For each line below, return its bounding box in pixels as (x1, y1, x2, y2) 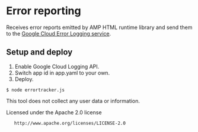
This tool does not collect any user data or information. (6, 97, 140, 104)
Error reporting (6, 4, 81, 18)
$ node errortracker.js (6, 87, 65, 93)
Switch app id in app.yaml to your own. (14, 69, 110, 76)
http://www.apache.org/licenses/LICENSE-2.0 (14, 120, 126, 126)
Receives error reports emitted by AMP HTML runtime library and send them (6, 24, 193, 31)
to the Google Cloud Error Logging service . (6, 30, 111, 37)
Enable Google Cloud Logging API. (14, 63, 100, 70)
